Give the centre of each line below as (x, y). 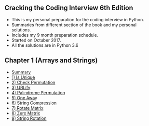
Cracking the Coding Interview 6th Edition (69, 8)
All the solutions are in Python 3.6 (45, 45)
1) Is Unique (23, 77)
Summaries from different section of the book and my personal (74, 25)
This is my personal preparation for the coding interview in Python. (78, 19)
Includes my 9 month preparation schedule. (55, 35)
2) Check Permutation (33, 82)
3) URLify (21, 87)
